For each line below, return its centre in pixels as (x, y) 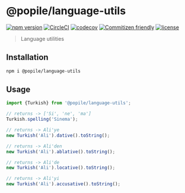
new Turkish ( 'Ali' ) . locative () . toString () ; (61, 168)
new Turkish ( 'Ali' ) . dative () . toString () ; (58, 135)
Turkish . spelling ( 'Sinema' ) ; (42, 120)
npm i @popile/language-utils (44, 71)
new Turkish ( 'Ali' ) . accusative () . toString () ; (63, 184)
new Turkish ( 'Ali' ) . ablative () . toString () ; (61, 152)
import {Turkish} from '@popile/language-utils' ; (69, 103)
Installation (27, 57)
